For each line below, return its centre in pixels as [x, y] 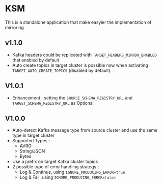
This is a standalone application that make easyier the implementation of [78, 22]
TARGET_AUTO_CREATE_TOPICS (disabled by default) [61, 70]
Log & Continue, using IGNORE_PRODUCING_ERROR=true [72, 172]
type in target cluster [33, 135]
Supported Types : [31, 141]
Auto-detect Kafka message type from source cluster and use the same [85, 130]
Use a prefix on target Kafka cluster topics [55, 162]
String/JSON [32, 151]
